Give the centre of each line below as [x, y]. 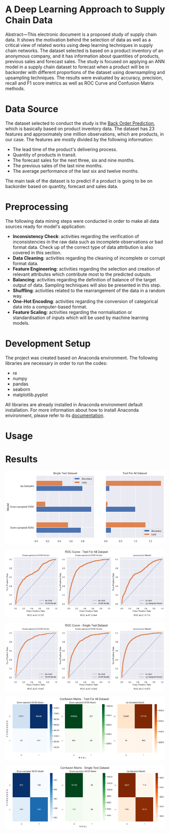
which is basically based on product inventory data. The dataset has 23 [80, 128]
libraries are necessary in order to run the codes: [56, 363]
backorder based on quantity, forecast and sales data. [62, 186]
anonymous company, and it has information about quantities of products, [82, 56]
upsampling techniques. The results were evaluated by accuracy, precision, [84, 77]
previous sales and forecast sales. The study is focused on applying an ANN [85, 61]
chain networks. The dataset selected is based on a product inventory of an [84, 50]
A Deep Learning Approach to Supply [85, 9]
